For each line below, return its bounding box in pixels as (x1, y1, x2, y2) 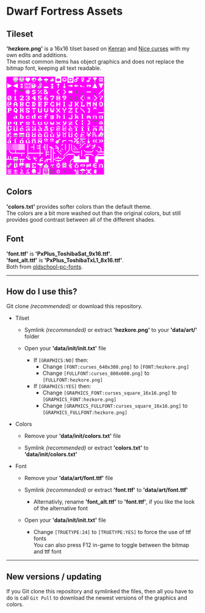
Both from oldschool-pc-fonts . (6, 263, 84, 270)
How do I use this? (6, 287, 77, 297)
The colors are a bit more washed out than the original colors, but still (6, 209, 181, 217)
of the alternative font (33, 505, 88, 512)
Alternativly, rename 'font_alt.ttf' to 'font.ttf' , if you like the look (33, 498, 195, 506)
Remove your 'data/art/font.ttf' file (24, 475, 113, 482)
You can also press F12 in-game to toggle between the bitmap (33, 541, 190, 549)
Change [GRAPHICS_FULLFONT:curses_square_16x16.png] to (42, 402, 188, 410)
